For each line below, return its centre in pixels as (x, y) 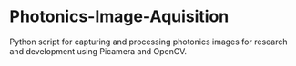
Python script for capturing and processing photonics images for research (149, 42)
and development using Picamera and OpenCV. (98, 51)
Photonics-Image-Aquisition (119, 17)
